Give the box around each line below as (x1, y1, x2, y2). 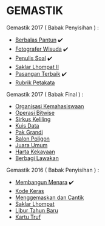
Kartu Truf (15, 213, 41, 221)
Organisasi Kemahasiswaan (15, 102, 84, 110)
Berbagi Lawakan (15, 154, 59, 162)
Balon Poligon (15, 135, 50, 142)
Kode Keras (15, 187, 44, 194)
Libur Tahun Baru (15, 206, 59, 214)
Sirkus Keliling (15, 115, 51, 123)
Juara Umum (15, 141, 48, 148)
